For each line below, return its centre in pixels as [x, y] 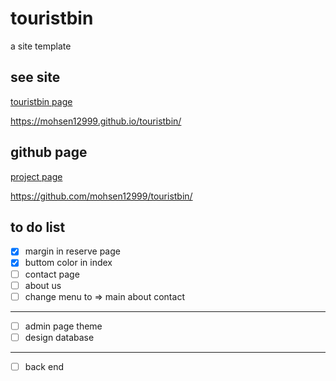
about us [43, 285]
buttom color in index [68, 263]
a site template [41, 46]
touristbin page [41, 101]
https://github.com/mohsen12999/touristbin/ [101, 196]
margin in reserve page [72, 251]
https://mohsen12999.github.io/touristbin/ [96, 121]
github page [49, 152]
